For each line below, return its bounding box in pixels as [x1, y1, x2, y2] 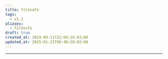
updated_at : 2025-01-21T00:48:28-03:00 [5, 40, 88, 45]
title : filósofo [5, 7, 39, 12]
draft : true [5, 30, 30, 35]
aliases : [5, 21, 23, 26]
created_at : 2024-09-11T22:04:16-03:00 [5, 35, 88, 40]
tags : [5, 12, 16, 17]
